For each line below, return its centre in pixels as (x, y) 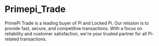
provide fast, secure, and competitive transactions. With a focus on (74, 28)
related (12, 39)
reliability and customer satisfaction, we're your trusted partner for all (76, 33)
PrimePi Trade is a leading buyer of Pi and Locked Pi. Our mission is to (77, 23)
